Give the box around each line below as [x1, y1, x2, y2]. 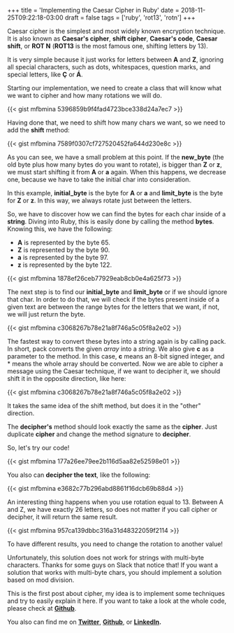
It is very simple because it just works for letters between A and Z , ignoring [7, 55, 224, 64]
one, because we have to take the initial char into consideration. [7, 175, 191, 183]
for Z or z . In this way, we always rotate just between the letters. [7, 196, 192, 204]
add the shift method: [7, 126, 70, 134]
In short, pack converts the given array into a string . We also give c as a [7, 345, 214, 353]
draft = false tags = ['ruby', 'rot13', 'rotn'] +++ [64, 13, 196, 22]
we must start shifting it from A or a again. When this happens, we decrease [7, 168, 226, 176]
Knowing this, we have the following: [7, 225, 113, 233]
